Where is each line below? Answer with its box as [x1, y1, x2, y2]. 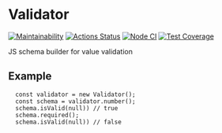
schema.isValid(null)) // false [15, 118, 122, 126]
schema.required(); [15, 111, 80, 119]
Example [8, 69, 52, 83]
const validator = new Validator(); [15, 91, 136, 98]
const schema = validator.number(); [15, 97, 136, 105]
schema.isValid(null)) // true [15, 104, 119, 112]
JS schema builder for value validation [8, 46, 133, 56]
